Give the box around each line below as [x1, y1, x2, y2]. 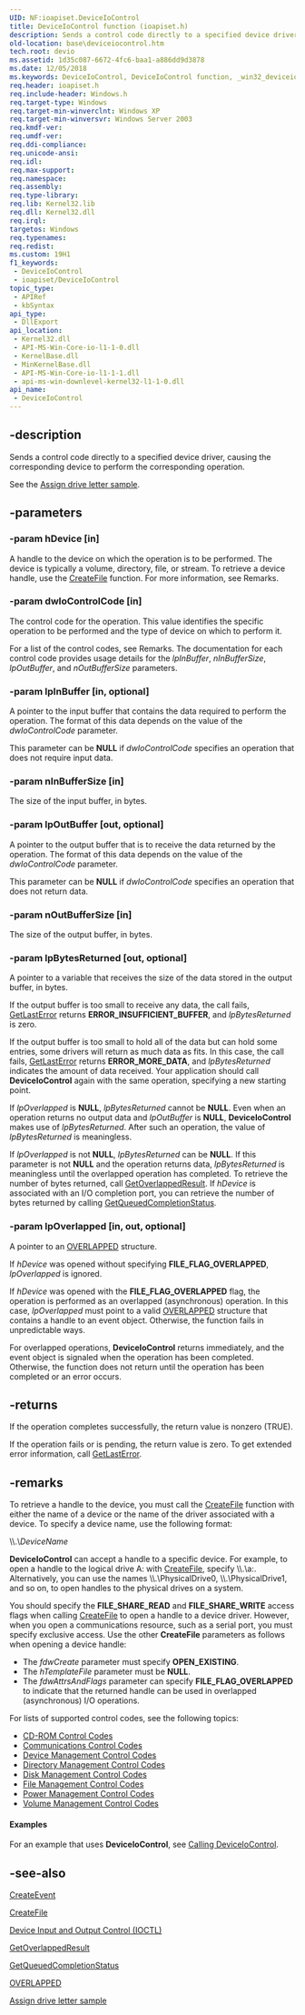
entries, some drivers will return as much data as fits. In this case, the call [9, 1047, 284, 1058]
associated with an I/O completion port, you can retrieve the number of [9, 1188, 275, 1198]
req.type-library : [9, 191, 79, 200]
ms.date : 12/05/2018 [9, 65, 88, 74]
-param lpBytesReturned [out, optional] [9, 951, 188, 964]
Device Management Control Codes [22, 1749, 157, 1760]
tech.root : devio [9, 47, 75, 56]
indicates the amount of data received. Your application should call [9, 1066, 260, 1077]
